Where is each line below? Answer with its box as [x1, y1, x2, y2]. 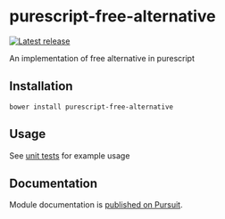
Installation [9, 78, 73, 94]
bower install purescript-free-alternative [9, 102, 174, 111]
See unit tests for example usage [9, 150, 130, 161]
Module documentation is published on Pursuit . [9, 199, 183, 210]
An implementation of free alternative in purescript [9, 53, 195, 63]
